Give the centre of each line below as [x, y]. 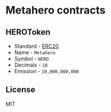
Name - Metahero [35, 52]
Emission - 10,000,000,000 [47, 71]
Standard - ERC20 [36, 46]
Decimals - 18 [31, 65]
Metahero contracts [56, 10]
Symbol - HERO [31, 59]
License [20, 90]
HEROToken [28, 32]
